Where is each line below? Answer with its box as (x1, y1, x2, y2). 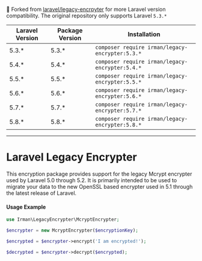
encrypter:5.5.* (95, 79, 142, 85)
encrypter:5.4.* (95, 64, 142, 71)
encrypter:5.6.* (95, 93, 142, 99)
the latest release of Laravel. (6, 189, 77, 197)
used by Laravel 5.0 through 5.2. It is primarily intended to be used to (6, 176, 177, 183)
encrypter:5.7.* (95, 107, 142, 114)
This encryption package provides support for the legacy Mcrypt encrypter (6, 170, 192, 177)
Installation (127, 30, 161, 38)
